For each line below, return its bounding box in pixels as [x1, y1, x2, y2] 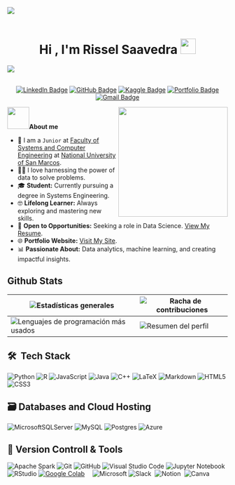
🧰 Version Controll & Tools [7, 443, 123, 456]
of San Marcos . [17, 158, 62, 166]
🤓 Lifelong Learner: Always [17, 199, 98, 207]
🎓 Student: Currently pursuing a [17, 181, 114, 190]
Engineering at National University [17, 151, 116, 159]
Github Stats [7, 275, 63, 287]
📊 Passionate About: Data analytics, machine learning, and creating [17, 244, 216, 253]
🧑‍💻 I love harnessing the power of [17, 166, 115, 174]
